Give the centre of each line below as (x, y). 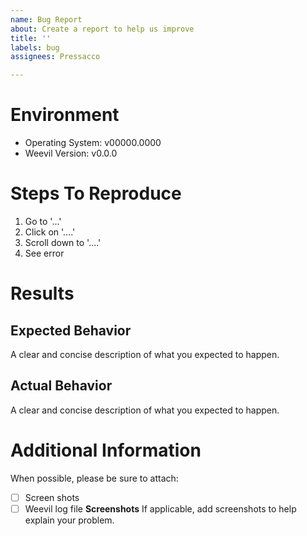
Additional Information (106, 450)
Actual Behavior (61, 386)
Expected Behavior (71, 330)
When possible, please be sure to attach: (94, 478)
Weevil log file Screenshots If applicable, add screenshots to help (160, 508)
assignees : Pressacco (55, 57)
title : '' (31, 38)
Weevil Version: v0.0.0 (71, 153)
